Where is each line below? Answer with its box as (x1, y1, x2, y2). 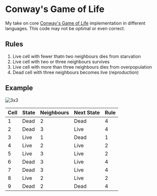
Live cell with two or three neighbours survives (12, 59, 110, 65)
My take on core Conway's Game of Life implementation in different (5, 20, 146, 26)
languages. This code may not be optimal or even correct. (5, 25, 125, 31)
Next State (73, 109, 100, 116)
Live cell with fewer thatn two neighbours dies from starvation (12, 53, 141, 59)
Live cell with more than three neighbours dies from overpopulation (12, 64, 152, 70)
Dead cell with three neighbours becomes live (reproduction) (12, 69, 139, 75)
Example (5, 84, 33, 92)
